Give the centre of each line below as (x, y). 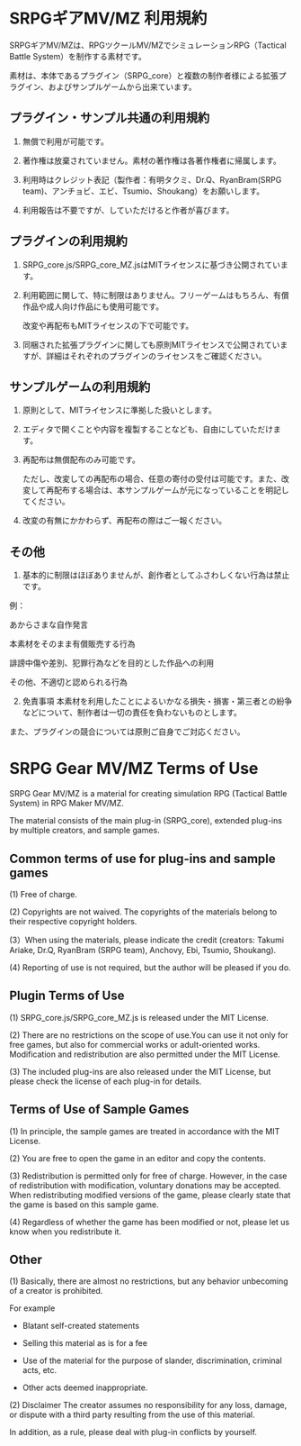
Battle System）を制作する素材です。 (78, 56)
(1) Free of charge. (44, 894)
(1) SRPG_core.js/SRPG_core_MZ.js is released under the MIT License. (139, 1017)
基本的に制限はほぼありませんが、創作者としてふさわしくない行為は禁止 (156, 575)
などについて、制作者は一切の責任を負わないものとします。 (132, 713)
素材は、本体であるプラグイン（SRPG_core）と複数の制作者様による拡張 (144, 75)
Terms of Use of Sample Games (99, 1110)
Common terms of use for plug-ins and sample (142, 858)
